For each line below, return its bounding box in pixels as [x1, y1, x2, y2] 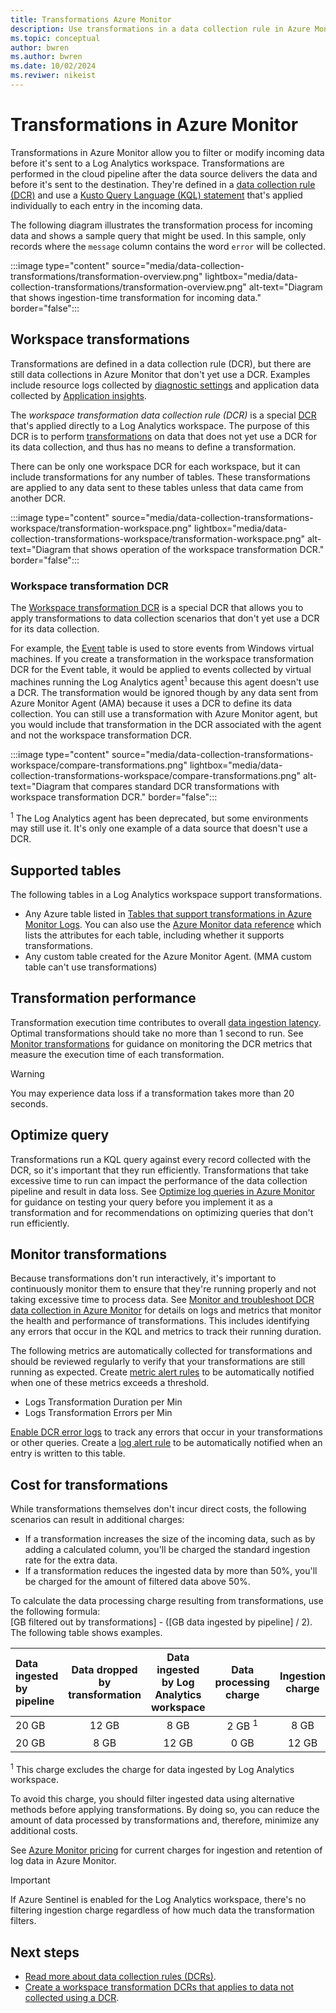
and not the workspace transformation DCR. [10, 729, 192, 741]
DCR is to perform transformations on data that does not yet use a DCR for [10, 430, 317, 442]
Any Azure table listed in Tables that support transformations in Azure [24, 908, 312, 920]
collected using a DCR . [24, 1992, 120, 2004]
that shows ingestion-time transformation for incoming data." [10, 291, 262, 303]
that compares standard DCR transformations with [72, 780, 280, 792]
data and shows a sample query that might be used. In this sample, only [10, 229, 307, 241]
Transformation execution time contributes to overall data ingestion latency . [10, 1016, 322, 1028]
